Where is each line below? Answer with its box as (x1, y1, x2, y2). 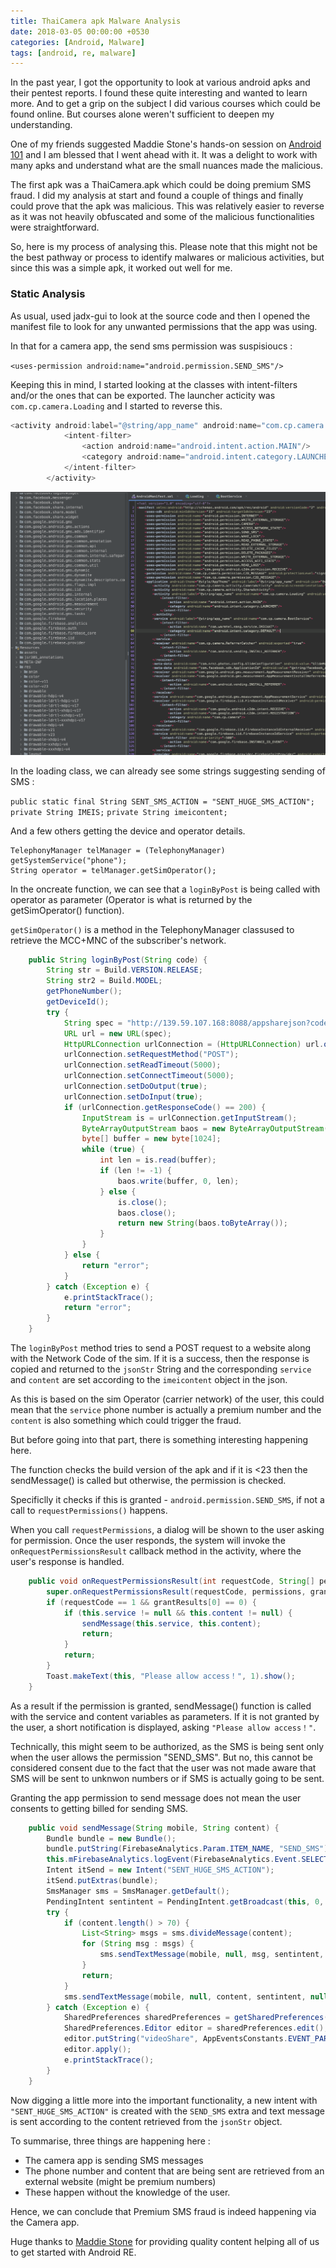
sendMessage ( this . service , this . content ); (81, 1618, 262, 1629)
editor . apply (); (63, 2045, 132, 2055)
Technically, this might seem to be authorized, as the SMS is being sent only (10, 1740, 325, 1752)
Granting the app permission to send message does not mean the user (10, 1791, 302, 1804)
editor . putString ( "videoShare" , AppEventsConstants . (63, 2034, 288, 2044)
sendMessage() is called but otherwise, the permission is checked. (10, 1475, 287, 1487)
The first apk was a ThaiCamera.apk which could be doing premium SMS (10, 179, 312, 191)
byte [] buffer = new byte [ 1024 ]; (81, 1134, 222, 1144)
